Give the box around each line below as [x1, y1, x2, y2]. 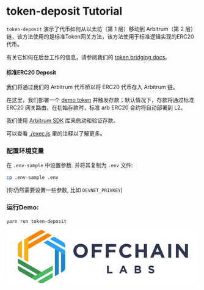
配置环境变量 [6, 147, 45, 155]
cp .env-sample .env [6, 175, 59, 181]
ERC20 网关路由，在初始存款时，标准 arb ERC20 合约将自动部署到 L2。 [6, 104, 186, 111]
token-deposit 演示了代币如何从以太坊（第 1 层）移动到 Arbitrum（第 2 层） [6, 25, 197, 32]
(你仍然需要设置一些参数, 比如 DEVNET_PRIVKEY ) [6, 186, 123, 194]
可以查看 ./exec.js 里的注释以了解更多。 [6, 130, 106, 137]
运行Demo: [6, 203, 39, 212]
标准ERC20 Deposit [6, 68, 57, 76]
